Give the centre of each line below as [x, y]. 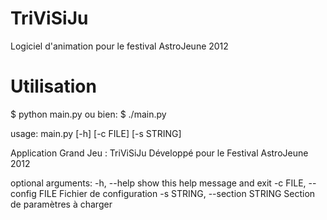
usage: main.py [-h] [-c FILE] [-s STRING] [96, 133]
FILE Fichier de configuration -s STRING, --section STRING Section [177, 193]
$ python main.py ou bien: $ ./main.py [88, 114]
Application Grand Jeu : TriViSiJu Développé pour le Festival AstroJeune [159, 153]
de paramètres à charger [61, 204]
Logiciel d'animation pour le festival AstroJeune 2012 [119, 46]
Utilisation [53, 86]
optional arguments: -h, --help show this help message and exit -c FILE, [158, 183]
